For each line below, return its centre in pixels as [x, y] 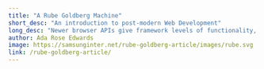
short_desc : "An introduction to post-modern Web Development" [115, 23]
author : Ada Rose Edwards [51, 38]
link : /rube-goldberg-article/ [60, 52]
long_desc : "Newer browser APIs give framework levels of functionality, [133, 30]
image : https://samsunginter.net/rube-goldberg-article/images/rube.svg [131, 45]
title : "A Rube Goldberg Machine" [65, 15]
